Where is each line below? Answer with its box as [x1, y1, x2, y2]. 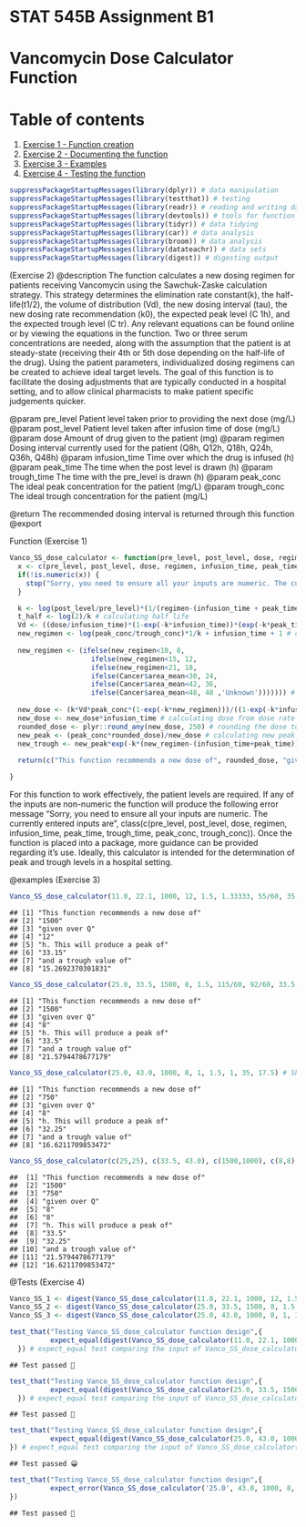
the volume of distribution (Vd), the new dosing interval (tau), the [44, 299, 288, 310]
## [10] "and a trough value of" [9, 1245, 137, 1254]
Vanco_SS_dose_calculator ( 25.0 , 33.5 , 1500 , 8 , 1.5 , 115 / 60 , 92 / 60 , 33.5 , [9, 980, 300, 989]
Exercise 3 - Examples [22, 158, 107, 169]
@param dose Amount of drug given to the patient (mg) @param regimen [9, 433, 285, 443]
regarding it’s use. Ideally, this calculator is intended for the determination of [9, 847, 295, 858]
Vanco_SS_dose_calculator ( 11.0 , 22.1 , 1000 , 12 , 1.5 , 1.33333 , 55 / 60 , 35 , [9, 892, 300, 901]
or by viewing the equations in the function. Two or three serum [9, 328, 249, 339]
